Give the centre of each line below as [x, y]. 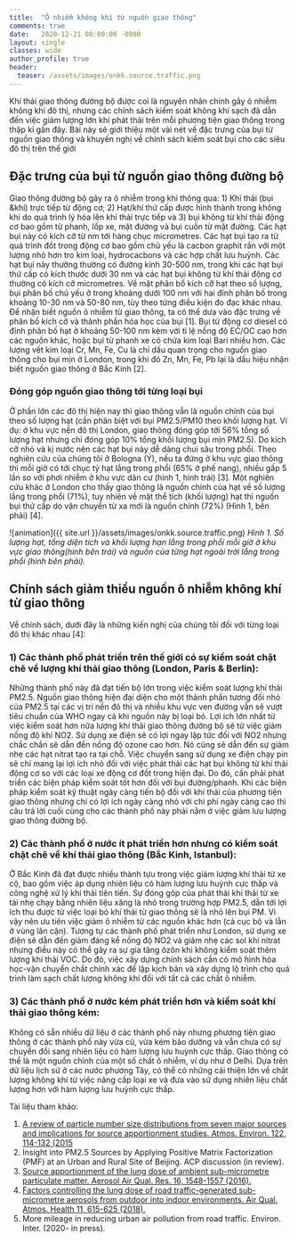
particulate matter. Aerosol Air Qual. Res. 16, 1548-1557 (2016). [137, 1180]
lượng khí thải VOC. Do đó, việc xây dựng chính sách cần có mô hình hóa [143, 959]
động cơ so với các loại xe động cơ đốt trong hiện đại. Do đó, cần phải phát [147, 773]
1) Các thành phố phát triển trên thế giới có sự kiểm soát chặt [143, 657]
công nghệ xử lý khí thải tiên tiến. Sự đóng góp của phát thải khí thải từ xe [144, 893]
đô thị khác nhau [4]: [48, 633]
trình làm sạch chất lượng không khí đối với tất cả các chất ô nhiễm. [133, 979]
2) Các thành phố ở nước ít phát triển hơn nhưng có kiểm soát [144, 843]
